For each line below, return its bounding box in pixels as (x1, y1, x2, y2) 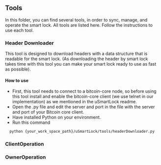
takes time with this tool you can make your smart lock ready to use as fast (5, 61, 157, 67)
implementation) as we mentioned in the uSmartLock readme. (12, 99, 137, 105)
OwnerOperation (5, 154, 46, 161)
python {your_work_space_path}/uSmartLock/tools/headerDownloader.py (9, 129, 155, 134)
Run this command (12, 119, 51, 125)
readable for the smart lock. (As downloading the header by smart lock (5, 56, 148, 62)
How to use (5, 77, 28, 83)
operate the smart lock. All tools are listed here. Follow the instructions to (5, 22, 153, 28)
